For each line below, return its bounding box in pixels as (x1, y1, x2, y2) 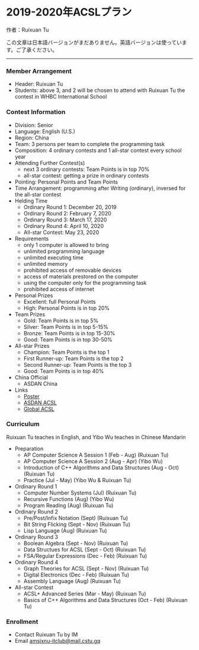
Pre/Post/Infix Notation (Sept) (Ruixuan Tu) (23, 514, 129, 521)
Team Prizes (14, 310, 46, 318)
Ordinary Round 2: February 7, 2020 (23, 210, 111, 217)
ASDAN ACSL (23, 399, 57, 406)
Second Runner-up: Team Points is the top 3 (23, 361, 132, 368)
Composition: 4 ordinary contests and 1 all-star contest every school (14, 147, 182, 154)
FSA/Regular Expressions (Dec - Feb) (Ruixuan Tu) (23, 552, 147, 559)
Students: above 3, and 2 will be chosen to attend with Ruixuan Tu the (14, 87, 185, 94)
